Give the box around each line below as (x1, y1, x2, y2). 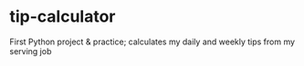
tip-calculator (9, 6, 116, 27)
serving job (9, 45, 52, 56)
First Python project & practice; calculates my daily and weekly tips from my (9, 36, 295, 47)
